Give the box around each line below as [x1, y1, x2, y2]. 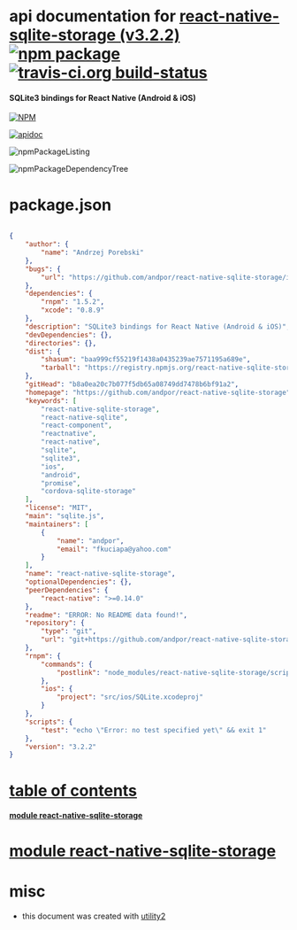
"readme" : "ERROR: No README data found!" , [25, 610, 188, 619]
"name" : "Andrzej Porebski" [41, 248, 144, 258]
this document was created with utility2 [21, 911, 166, 922]
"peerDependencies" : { [25, 585, 109, 594]
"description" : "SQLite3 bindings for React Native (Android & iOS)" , [25, 322, 291, 331]
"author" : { [25, 240, 69, 249]
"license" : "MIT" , [25, 503, 93, 513]
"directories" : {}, [25, 338, 97, 347]
